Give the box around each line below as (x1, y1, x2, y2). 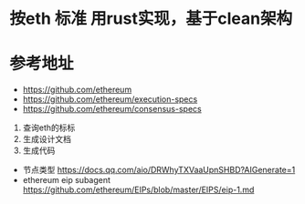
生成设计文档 (22, 134, 71, 145)
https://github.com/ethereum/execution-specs (22, 94, 198, 105)
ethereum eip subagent (22, 175, 111, 186)
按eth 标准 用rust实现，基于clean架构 (9, 8, 293, 29)
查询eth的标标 (22, 122, 76, 133)
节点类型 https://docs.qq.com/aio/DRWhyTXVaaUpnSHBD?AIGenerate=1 (22, 165, 296, 176)
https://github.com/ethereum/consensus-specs (22, 104, 203, 115)
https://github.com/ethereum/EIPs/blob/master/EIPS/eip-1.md (22, 184, 255, 196)
